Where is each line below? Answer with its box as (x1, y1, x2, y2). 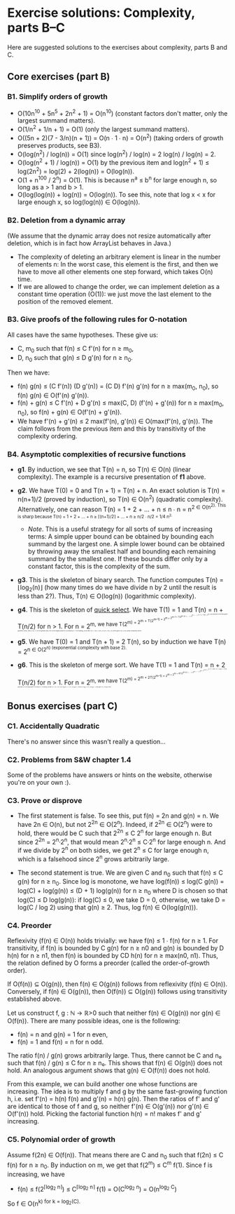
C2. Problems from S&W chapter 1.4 (7, 755, 131, 764)
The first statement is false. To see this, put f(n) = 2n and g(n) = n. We (17, 811, 219, 820)
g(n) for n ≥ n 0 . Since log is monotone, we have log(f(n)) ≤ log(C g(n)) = (17, 877, 225, 888)
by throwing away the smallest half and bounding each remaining (27, 547, 216, 555)
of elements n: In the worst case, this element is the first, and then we (17, 259, 219, 268)
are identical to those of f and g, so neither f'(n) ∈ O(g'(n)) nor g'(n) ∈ (7, 1102, 209, 1111)
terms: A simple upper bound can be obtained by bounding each (27, 532, 215, 541)
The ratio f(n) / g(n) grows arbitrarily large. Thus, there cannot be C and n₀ (7, 1051, 222, 1060)
